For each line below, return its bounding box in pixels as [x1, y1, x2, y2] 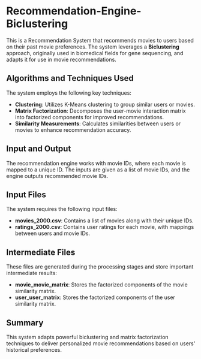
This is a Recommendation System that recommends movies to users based [6, 37, 194, 44]
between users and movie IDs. [14, 230, 91, 237]
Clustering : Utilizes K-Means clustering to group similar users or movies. [14, 101, 195, 108]
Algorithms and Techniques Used [6, 73, 134, 83]
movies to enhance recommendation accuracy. [14, 126, 131, 133]
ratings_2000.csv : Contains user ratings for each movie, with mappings [14, 224, 194, 231]
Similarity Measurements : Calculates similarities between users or [14, 120, 181, 127]
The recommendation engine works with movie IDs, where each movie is [6, 159, 186, 167]
